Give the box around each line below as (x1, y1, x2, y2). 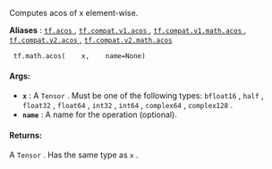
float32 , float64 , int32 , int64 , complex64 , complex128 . (21, 100, 234, 111)
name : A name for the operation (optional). (21, 109, 177, 120)
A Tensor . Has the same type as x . (9, 149, 139, 160)
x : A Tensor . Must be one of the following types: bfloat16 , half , (21, 90, 264, 101)
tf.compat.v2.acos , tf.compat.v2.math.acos (9, 35, 173, 45)
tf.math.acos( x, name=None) (13, 52, 146, 61)
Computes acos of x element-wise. (9, 8, 139, 18)
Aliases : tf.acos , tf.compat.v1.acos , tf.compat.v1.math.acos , (9, 25, 247, 35)
